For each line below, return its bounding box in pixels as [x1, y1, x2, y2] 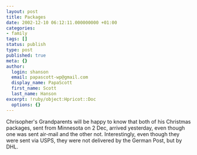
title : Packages [6, 14, 46, 20]
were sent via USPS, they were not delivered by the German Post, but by [6, 137, 182, 144]
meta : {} [6, 58, 28, 64]
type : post [6, 47, 33, 53]
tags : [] [6, 36, 28, 42]
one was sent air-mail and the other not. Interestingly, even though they [6, 130, 180, 137]
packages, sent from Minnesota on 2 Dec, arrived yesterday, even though [6, 124, 185, 131]
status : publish [6, 42, 46, 48]
